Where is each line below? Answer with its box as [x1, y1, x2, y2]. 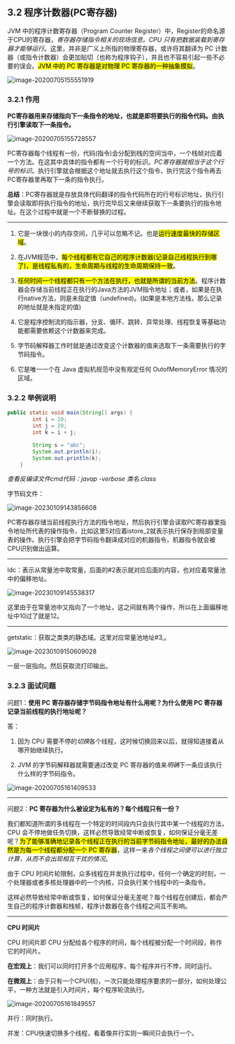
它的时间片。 [7, 947, 44, 955]
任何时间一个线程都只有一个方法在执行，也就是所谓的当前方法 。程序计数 [17, 276, 226, 285]
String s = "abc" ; [32, 441, 86, 449]
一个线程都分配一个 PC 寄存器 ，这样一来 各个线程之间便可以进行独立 [31, 846, 228, 854]
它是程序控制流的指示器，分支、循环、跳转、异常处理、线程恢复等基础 [17, 318, 220, 326]
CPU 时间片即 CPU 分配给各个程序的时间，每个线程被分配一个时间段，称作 [7, 938, 222, 947]
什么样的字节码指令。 [17, 769, 79, 778]
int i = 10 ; [32, 416, 68, 423]
